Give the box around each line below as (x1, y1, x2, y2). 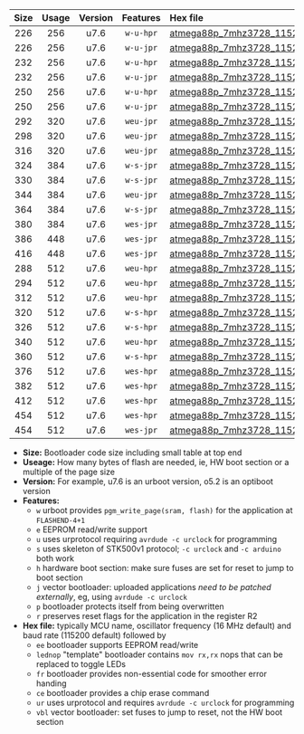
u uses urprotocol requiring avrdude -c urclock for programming (35, 534, 278, 544)
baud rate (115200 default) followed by (22, 630, 166, 641)
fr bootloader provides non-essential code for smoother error (35, 669, 267, 679)
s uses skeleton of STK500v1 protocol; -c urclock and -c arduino (35, 543, 282, 554)
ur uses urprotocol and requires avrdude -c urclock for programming (35, 697, 295, 708)
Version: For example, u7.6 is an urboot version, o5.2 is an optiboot (22, 476, 274, 487)
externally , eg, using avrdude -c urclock (35, 592, 188, 602)
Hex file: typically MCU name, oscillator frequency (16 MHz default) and (22, 620, 292, 631)
